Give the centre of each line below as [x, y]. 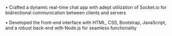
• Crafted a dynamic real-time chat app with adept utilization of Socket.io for [86, 7]
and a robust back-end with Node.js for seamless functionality [71, 28]
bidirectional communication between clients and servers [66, 13]
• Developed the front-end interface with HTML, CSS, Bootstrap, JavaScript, [86, 23]
